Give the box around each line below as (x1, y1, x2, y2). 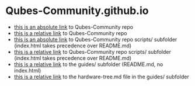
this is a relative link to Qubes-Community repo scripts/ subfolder (13, 48, 172, 55)
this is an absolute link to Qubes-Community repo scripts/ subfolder (13, 36, 177, 43)
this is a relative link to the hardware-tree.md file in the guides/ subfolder (13, 73, 189, 80)
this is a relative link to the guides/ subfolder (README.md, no (13, 60, 163, 68)
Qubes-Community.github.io (5, 4, 149, 18)
